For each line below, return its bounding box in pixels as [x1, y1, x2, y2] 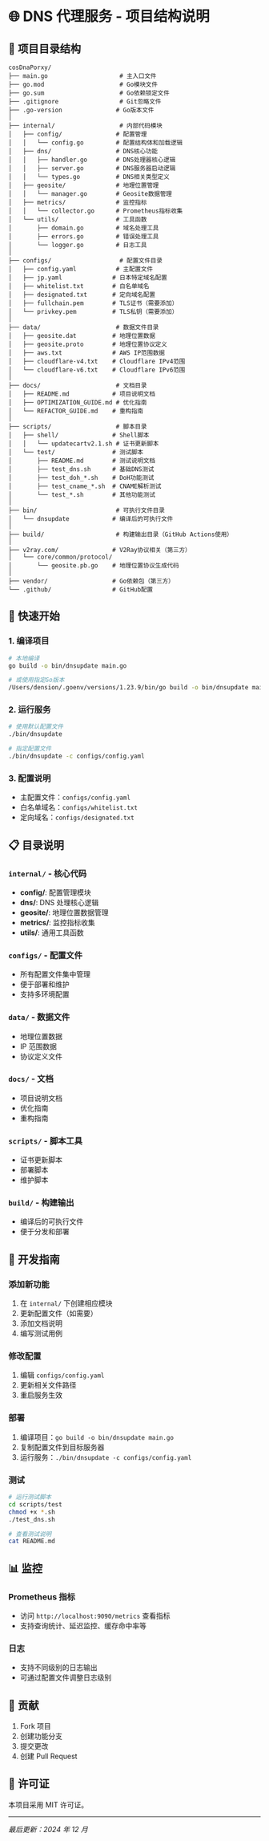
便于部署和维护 [19, 980, 70, 990]
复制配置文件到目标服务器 [19, 1442, 105, 1452]
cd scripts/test [8, 1500, 62, 1509]
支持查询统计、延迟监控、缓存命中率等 [19, 1620, 147, 1630]
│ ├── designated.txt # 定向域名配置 [8, 291, 156, 299]
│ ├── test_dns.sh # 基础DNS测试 [8, 465, 155, 473]
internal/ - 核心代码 [8, 868, 87, 879]
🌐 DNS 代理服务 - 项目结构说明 [8, 7, 210, 26]
